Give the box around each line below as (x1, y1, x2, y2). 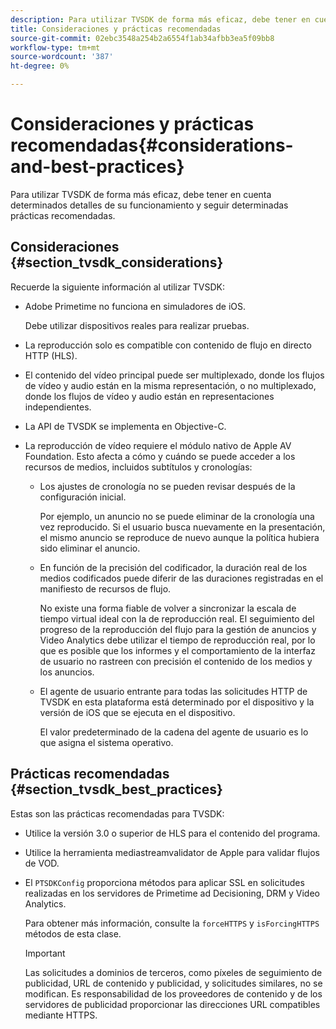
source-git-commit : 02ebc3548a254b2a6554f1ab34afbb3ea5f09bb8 (10, 33, 275, 43)
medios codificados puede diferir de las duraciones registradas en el (39, 572, 324, 584)
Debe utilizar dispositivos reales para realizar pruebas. (24, 319, 250, 331)
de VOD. (24, 857, 60, 869)
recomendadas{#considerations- (10, 134, 294, 157)
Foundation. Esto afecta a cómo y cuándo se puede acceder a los (24, 450, 296, 462)
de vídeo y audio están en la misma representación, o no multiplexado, (24, 379, 317, 391)
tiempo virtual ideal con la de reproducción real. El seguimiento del (39, 612, 315, 625)
